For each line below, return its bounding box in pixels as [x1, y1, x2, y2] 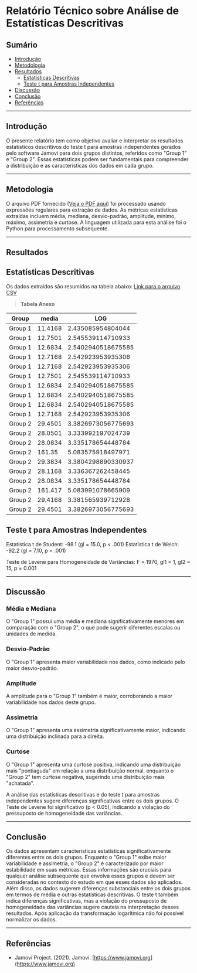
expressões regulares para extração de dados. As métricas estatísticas [6, 206, 178, 213]
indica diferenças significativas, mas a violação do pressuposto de [6, 897, 167, 904]
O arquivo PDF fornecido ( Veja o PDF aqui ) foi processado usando [6, 200, 166, 207]
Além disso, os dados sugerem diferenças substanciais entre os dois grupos [6, 885, 191, 892]
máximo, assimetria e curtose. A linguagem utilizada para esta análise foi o [6, 219, 186, 226]
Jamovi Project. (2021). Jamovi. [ [14, 954, 95, 961]
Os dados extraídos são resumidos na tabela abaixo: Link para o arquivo [6, 283, 181, 290]
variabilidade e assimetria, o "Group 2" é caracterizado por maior [6, 860, 164, 867]
